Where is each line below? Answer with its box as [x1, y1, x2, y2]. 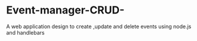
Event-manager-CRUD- [6, 4, 125, 17]
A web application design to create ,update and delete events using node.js [6, 23, 192, 30]
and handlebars [6, 29, 45, 36]
